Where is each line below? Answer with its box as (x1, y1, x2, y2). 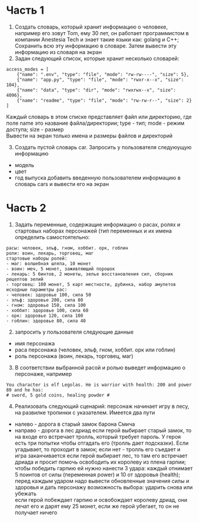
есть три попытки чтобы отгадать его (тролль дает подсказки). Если (14, 439, 189, 446)
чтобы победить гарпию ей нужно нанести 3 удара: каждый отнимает (14, 464, 193, 471)
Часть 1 (6, 4, 44, 17)
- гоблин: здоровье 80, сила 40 (6, 317, 86, 324)
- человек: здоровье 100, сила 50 (6, 292, 92, 298)
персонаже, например (14, 370, 72, 378)
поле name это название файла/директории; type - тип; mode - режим (6, 120, 185, 127)
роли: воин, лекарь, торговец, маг (6, 250, 94, 256)
